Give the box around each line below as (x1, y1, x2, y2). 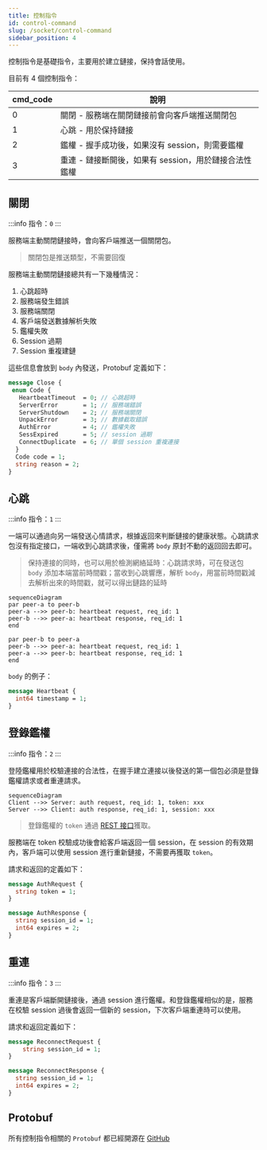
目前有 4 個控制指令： (8, 73, 79, 84)
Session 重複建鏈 (19, 346, 76, 356)
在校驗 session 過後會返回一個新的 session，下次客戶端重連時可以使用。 (8, 1004, 246, 1015)
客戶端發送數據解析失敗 (19, 316, 97, 326)
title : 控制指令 (8, 11, 57, 20)
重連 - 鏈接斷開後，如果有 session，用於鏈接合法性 (60, 154, 252, 166)
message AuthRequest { (8, 880, 83, 888)
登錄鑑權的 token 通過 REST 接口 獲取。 (27, 821, 155, 830)
